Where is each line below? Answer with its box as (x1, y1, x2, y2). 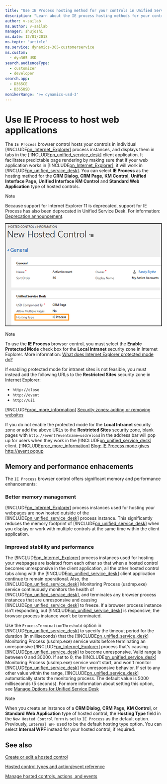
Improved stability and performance (5, 543, 94, 550)
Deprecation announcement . (5, 213, 64, 219)
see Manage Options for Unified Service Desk (5, 686, 99, 692)
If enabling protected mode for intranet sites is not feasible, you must (5, 366, 147, 372)
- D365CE (9, 82, 28, 87)
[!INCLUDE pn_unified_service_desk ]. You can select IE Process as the (5, 167, 149, 174)
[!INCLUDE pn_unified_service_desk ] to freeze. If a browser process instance (5, 602, 162, 608)
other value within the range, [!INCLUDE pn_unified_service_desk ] (5, 670, 139, 676)
